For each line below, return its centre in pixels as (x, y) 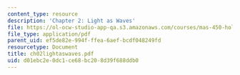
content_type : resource (43, 14)
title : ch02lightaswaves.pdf (51, 54)
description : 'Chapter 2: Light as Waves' (71, 21)
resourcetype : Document (43, 47)
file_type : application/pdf (49, 34)
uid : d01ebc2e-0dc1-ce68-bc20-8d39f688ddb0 (73, 61)
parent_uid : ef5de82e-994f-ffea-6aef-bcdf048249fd (84, 41)
